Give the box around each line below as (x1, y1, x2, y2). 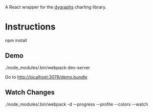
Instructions (5, 22, 56, 32)
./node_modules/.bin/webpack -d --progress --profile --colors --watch (5, 101, 148, 107)
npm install (5, 37, 27, 43)
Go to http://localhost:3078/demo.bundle (5, 74, 87, 80)
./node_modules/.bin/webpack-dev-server (5, 65, 90, 70)
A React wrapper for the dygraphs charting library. (5, 4, 107, 10)
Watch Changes (5, 88, 55, 97)
